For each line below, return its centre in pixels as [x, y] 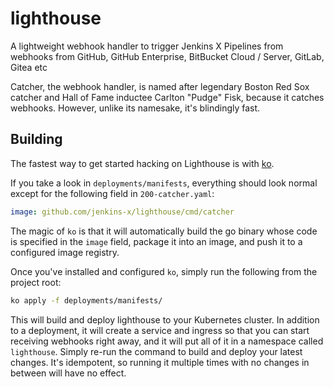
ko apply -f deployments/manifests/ [86, 300]
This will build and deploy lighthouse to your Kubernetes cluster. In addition [165, 319]
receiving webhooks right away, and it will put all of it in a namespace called [167, 341]
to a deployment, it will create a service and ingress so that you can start [160, 330]
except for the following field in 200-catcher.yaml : [112, 193]
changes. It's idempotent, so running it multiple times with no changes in [160, 362]
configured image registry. [65, 252]
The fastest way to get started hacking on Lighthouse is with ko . [142, 163]
